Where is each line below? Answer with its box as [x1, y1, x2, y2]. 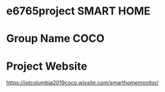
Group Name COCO [6, 32, 105, 46]
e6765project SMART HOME [6, 4, 151, 18]
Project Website [6, 59, 88, 73]
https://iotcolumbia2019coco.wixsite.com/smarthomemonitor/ [6, 79, 159, 87]
